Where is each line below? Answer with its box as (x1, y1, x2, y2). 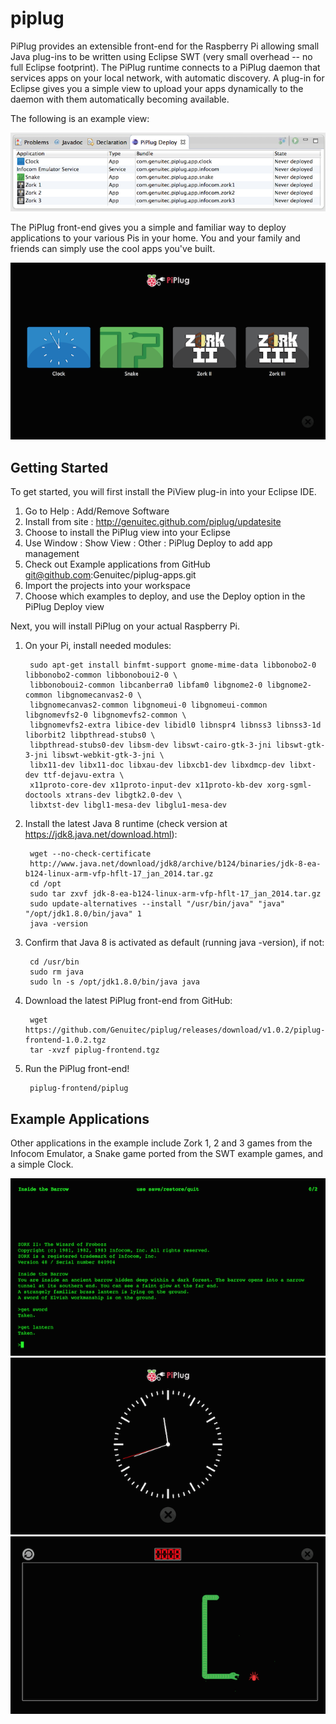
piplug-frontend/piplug (29, 1083, 129, 1094)
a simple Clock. (10, 1158, 74, 1171)
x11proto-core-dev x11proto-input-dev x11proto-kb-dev (29, 780, 263, 791)
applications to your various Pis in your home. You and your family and (10, 232, 301, 244)
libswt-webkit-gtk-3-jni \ (51, 750, 165, 761)
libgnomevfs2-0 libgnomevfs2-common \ (24, 710, 187, 721)
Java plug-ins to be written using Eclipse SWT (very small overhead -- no (10, 50, 313, 62)
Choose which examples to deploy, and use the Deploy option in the (24, 590, 306, 602)
